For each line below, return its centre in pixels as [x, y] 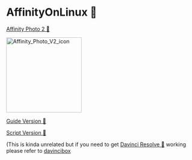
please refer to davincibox [39, 150]
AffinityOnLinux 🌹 [52, 12]
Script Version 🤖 [26, 132]
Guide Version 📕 [26, 121]
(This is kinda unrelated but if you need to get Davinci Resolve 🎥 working [96, 144]
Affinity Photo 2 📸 [28, 29]
